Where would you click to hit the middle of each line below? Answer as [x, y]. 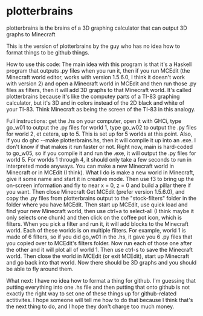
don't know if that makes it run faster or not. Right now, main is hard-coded [100, 146]
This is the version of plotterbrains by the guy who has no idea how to [93, 46]
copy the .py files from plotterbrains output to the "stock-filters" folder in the [101, 198]
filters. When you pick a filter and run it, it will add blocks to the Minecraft [98, 224]
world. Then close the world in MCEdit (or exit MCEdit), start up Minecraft [98, 256]
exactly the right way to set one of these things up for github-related [92, 293]
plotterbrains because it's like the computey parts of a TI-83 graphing [93, 96]
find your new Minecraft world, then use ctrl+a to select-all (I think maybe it [100, 211]
